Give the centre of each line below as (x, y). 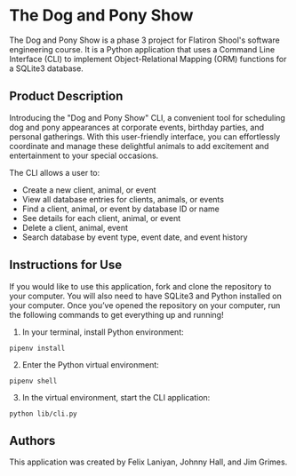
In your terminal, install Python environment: (103, 332)
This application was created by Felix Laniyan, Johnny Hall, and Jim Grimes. (148, 462)
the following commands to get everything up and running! (116, 314)
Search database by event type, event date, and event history (135, 237)
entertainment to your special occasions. (84, 155)
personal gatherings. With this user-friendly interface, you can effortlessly (145, 136)
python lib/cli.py (43, 414)
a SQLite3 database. (47, 68)
